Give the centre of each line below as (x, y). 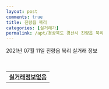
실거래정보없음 (28, 77)
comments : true (24, 17)
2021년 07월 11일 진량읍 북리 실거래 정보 (52, 51)
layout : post (22, 11)
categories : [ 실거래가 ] (33, 28)
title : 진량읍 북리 (27, 22)
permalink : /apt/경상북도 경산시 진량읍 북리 (55, 33)
